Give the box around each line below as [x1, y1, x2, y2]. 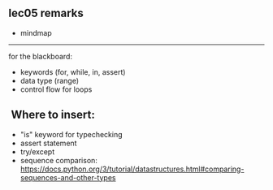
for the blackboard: [8, 51, 73, 61]
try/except [19, 146, 55, 157]
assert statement [19, 138, 77, 148]
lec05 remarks [8, 6, 84, 20]
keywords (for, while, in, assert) [19, 67, 126, 76]
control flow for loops [19, 84, 93, 94]
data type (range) [19, 76, 80, 85]
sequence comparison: [19, 155, 97, 165]
